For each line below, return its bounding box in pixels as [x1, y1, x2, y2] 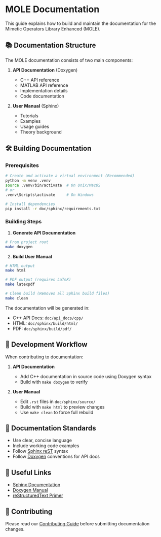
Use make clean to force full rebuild [20, 409, 94, 415]
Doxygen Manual [12, 487, 48, 493]
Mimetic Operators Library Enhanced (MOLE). [5, 25, 101, 31]
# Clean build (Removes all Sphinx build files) [5, 291, 110, 296]
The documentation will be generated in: [5, 305, 90, 311]
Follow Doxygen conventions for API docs [12, 453, 100, 460]
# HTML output [5, 263, 35, 268]
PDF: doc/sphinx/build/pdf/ [12, 325, 72, 331]
